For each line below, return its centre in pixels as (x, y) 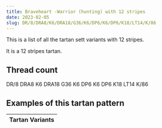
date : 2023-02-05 (28, 17)
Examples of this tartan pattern (65, 103)
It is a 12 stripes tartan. (34, 51)
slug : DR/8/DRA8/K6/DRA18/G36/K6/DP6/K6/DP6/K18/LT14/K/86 (81, 23)
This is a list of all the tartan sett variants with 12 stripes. (75, 40)
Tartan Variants (32, 120)
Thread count (32, 70)
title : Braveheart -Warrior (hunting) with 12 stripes (76, 12)
